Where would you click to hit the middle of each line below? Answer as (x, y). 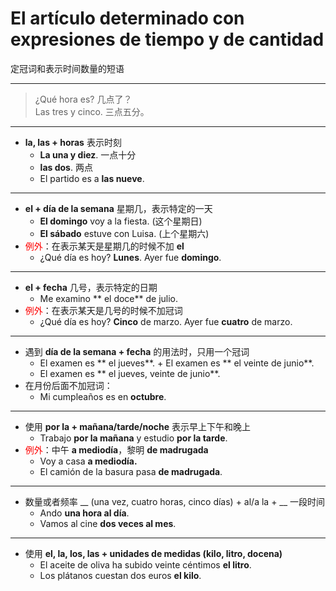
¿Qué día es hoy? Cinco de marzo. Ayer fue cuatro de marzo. (166, 321)
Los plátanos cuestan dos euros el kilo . (120, 575)
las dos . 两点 (66, 167)
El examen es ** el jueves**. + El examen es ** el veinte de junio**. (177, 363)
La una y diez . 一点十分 (88, 154)
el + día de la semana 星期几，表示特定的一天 (118, 208)
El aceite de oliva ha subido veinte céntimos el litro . (145, 564)
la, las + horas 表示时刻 (73, 142)
